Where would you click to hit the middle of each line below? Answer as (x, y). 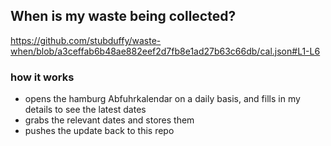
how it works (42, 77)
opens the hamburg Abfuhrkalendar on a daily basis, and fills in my (162, 99)
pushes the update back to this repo (99, 131)
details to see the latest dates (85, 110)
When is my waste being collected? (123, 16)
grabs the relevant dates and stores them (109, 120)
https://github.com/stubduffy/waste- (86, 40)
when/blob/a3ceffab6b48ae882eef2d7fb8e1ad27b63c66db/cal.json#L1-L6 (165, 51)
